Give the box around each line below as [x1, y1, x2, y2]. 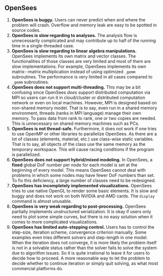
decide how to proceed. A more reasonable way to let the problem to [11, 255, 150, 261]
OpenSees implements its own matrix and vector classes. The [11, 53, 136, 59]
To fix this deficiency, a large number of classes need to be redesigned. [11, 177, 156, 183]
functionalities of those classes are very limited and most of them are [11, 58, 151, 64]
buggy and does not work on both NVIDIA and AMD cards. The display [11, 193, 155, 199]
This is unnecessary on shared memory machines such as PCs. [11, 120, 140, 126]
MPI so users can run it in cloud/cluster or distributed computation [11, 95, 145, 100]
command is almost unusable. [11, 198, 72, 204]
